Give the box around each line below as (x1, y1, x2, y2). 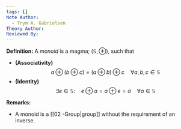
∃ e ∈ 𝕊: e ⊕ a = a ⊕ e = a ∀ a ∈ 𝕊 (55, 88, 156, 95)
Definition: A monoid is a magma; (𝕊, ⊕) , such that (6, 47, 134, 55)
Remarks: (6, 99, 31, 106)
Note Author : (6, 14, 39, 20)
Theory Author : (6, 25, 44, 32)
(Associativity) (14, 59, 54, 67)
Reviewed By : (6, 31, 39, 37)
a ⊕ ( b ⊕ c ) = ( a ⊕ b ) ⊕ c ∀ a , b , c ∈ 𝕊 (51, 68, 161, 76)
